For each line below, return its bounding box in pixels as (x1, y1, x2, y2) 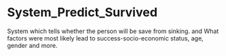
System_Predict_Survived (7, 5, 158, 20)
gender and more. (7, 41, 58, 49)
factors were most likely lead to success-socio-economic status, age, (7, 34, 204, 42)
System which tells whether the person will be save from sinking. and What (7, 27, 219, 35)
